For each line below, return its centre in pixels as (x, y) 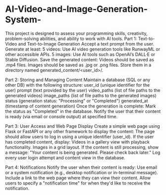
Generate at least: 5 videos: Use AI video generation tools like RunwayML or (83, 49)
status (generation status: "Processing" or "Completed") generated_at (77, 100)
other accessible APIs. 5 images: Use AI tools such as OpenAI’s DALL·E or (80, 54)
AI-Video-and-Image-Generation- (76, 9)
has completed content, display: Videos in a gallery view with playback (77, 142)
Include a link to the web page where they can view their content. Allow (78, 178)
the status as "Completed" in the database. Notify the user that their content (83, 111)
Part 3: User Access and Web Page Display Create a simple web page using (83, 126)
